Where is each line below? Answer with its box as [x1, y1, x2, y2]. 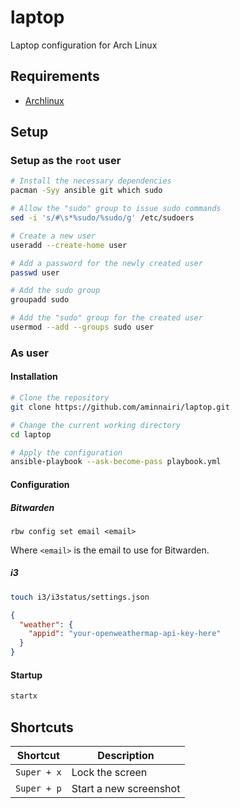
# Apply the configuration [10, 447, 123, 458]
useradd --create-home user [10, 240, 128, 250]
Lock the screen [71, 765, 148, 779]
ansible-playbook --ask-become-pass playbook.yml [10, 457, 222, 467]
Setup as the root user [10, 154, 122, 168]
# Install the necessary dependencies [10, 176, 172, 186]
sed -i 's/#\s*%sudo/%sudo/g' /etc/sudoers [10, 213, 195, 223]
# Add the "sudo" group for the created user [10, 313, 203, 323]
